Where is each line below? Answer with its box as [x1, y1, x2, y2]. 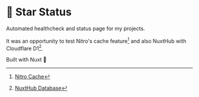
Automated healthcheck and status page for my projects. [6, 25, 145, 32]
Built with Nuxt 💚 [6, 56, 47, 63]
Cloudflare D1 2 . [6, 44, 43, 52]
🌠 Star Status [6, 5, 72, 19]
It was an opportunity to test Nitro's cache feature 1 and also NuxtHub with [6, 36, 187, 44]
